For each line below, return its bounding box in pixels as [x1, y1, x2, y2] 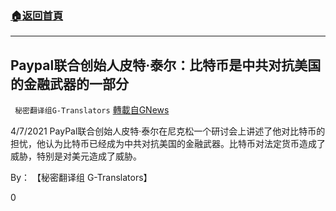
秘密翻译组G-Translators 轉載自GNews [14, 104, 170, 116]
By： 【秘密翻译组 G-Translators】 [10, 172, 153, 184]
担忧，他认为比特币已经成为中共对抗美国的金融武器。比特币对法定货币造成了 [10, 138, 326, 150]
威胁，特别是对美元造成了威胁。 [10, 150, 142, 162]
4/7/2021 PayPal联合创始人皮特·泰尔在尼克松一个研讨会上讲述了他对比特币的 [10, 125, 326, 137]
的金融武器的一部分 [10, 75, 129, 92]
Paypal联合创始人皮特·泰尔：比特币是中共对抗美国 [10, 57, 322, 74]
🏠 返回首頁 [10, 8, 64, 22]
